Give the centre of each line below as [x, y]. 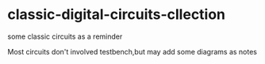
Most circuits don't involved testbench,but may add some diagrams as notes [132, 51]
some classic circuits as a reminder [65, 36]
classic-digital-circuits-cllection [117, 15]
